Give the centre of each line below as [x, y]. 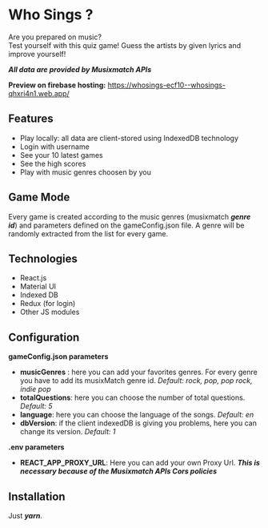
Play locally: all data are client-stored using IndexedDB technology [129, 138]
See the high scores [53, 163]
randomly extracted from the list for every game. [88, 233]
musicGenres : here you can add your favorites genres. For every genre [138, 372]
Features [31, 119]
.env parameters [36, 447]
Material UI [38, 287]
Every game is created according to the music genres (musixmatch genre [130, 216]
